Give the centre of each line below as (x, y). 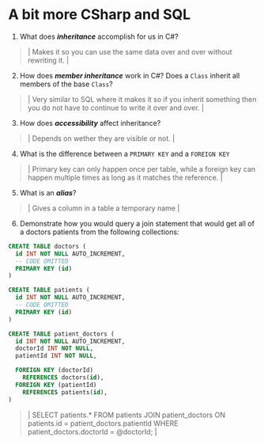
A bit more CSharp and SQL (100, 15)
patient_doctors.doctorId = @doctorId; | (92, 431)
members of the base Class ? (66, 84)
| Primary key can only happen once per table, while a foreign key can (141, 169)
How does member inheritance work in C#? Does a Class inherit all (130, 75)
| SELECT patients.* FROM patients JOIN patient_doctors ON (126, 415)
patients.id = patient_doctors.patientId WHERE (103, 423)
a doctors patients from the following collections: (99, 232)
